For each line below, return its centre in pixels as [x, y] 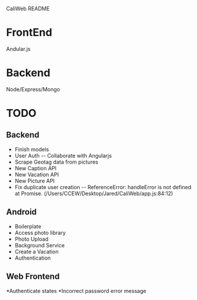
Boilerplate [28, 226]
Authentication [33, 258]
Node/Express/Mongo [33, 89]
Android [21, 212]
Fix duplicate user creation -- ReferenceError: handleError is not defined [103, 187]
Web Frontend [33, 277]
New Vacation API [37, 174]
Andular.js [18, 49]
